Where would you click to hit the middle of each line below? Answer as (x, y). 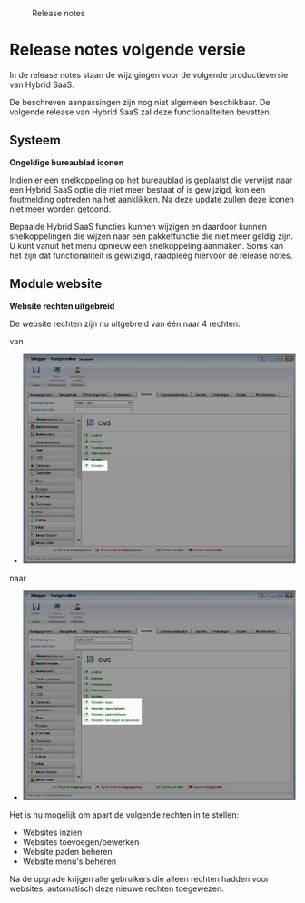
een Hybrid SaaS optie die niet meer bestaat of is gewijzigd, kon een (138, 189)
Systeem (35, 140)
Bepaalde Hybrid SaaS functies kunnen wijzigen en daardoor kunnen (138, 226)
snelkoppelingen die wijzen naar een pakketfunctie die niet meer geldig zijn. (151, 236)
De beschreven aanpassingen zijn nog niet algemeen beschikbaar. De (140, 102)
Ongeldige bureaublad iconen (67, 162)
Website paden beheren (68, 851)
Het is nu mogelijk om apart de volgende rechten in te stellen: (124, 814)
